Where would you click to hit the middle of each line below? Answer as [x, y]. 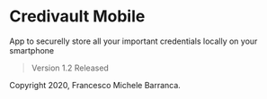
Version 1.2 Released [70, 68]
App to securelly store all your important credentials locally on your [133, 41]
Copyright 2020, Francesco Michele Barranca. [95, 85]
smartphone [32, 50]
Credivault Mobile [77, 16]
